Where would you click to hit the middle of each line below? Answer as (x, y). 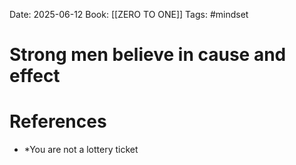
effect (35, 76)
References (58, 121)
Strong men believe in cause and (148, 55)
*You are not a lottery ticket (81, 150)
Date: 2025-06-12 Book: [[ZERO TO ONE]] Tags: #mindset (129, 14)
